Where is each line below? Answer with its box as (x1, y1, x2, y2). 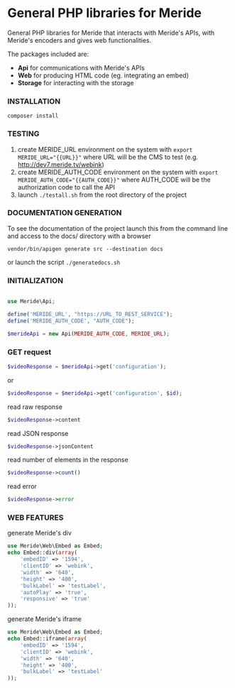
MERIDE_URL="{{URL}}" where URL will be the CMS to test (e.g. (17, 153, 199, 161)
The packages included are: (7, 50, 89, 58)
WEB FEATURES (7, 513, 64, 523)
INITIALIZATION (7, 275, 64, 285)
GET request (7, 346, 52, 356)
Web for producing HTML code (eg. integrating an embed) (17, 71, 190, 80)
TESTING (7, 129, 40, 139)
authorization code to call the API (17, 182, 116, 191)
